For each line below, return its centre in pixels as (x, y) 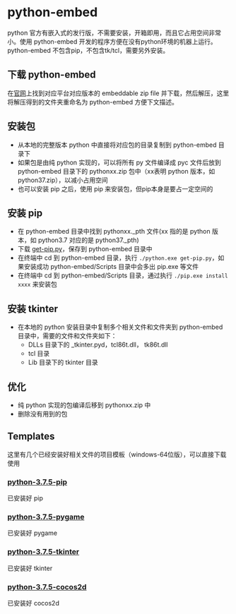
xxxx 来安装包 (37, 284)
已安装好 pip (25, 498)
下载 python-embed (52, 75)
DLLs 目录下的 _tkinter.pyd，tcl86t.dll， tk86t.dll (98, 345)
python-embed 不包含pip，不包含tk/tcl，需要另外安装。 (88, 50)
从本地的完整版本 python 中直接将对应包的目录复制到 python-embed (117, 145)
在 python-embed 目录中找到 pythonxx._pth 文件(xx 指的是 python (114, 231)
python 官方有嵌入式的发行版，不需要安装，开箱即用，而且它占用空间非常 (114, 32)
